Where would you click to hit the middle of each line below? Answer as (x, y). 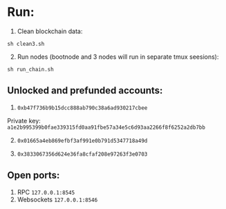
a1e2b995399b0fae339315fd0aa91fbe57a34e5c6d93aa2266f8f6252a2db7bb (106, 127)
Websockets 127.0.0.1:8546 (57, 199)
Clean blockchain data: (50, 31)
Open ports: (34, 175)
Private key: (24, 120)
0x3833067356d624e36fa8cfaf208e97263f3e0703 (82, 154)
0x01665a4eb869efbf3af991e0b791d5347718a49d (82, 140)
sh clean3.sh (26, 44)
